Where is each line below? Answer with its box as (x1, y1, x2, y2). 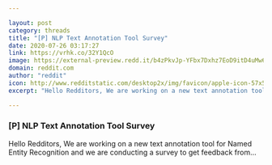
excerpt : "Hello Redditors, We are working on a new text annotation (8, 87, 249, 95)
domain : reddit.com (8, 64, 74, 73)
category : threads (8, 26, 70, 35)
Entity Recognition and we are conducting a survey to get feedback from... (8, 147, 257, 157)
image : (8, 57, 31, 65)
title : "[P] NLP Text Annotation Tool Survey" (8, 34, 168, 42)
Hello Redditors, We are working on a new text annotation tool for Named (8, 138, 253, 148)
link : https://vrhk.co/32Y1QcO (8, 49, 114, 57)
